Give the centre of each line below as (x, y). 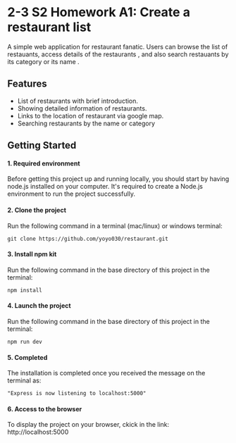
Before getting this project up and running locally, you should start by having (118, 179)
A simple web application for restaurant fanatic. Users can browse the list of (118, 46)
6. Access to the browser (45, 408)
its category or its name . (43, 61)
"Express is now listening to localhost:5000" (77, 394)
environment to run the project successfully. (72, 194)
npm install (25, 290)
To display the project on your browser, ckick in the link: (88, 425)
